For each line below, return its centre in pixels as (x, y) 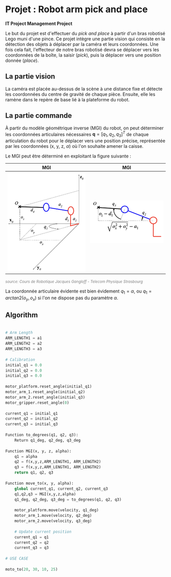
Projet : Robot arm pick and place (77, 9)
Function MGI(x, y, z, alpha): (38, 451)
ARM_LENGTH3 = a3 (24, 349)
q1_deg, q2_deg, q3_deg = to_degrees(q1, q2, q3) (68, 500)
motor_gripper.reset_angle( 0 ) (37, 403)
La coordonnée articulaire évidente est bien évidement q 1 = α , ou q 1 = (79, 292)
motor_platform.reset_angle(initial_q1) (49, 387)
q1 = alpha (26, 456)
